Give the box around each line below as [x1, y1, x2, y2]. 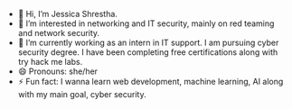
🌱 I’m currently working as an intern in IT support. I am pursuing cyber [17, 37, 279, 48]
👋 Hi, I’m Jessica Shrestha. [17, 9, 118, 19]
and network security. [17, 28, 100, 38]
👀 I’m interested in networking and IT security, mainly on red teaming [17, 18, 275, 29]
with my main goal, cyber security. [17, 89, 146, 99]
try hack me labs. [17, 57, 83, 67]
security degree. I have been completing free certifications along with [17, 47, 278, 58]
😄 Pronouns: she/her [17, 66, 98, 77]
